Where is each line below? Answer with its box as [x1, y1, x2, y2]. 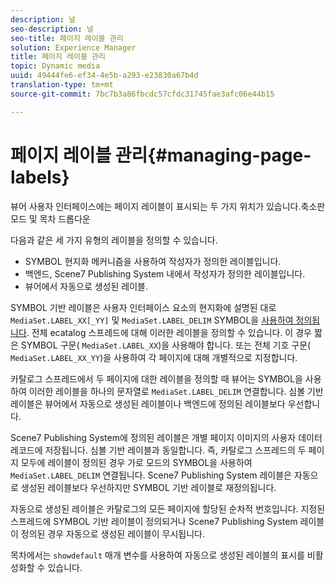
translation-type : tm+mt [10, 80, 114, 90]
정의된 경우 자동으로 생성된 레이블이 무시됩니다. [20, 527, 206, 540]
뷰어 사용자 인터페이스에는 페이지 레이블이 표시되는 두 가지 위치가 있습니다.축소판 [10, 200, 326, 212]
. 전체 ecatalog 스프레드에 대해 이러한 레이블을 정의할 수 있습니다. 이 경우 [26, 326, 312, 338]
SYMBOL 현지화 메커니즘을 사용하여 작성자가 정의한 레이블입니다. [24, 255, 282, 267]
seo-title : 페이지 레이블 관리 [10, 33, 124, 43]
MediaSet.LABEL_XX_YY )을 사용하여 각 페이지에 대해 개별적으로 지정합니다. [10, 351, 298, 363]
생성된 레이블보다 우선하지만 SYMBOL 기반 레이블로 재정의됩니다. [20, 481, 277, 493]
